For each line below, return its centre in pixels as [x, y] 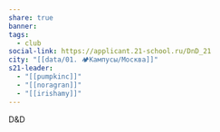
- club [29, 43]
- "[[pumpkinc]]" [49, 77]
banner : [23, 26]
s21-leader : [31, 69]
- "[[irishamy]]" [49, 93]
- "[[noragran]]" [49, 85]
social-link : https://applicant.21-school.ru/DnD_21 [110, 52]
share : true [31, 18]
